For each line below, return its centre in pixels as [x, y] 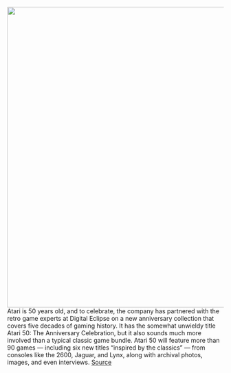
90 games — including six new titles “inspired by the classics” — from [106, 348]
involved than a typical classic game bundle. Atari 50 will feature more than [113, 340]
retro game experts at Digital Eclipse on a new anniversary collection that [111, 318]
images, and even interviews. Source [59, 362]
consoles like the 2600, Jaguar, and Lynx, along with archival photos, [105, 355]
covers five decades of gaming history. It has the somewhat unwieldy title [112, 326]
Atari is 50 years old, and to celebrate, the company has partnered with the [113, 311]
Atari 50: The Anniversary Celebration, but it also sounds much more [104, 333]
